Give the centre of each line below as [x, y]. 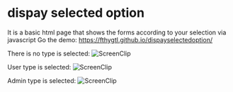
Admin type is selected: [42, 80]
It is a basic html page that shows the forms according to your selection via [117, 32]
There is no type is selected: [49, 53]
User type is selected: [39, 67]
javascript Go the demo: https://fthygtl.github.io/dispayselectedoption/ [110, 39]
